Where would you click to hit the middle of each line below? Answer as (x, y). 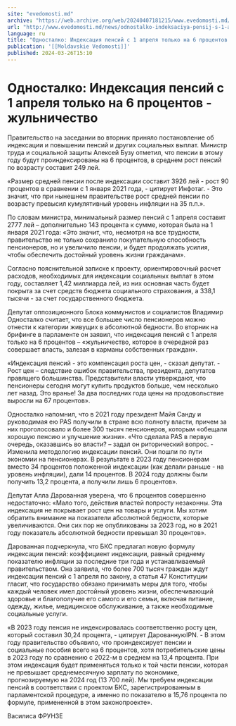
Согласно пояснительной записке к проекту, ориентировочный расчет (114, 268)
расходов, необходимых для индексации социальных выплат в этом (111, 276)
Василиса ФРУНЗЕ (35, 715)
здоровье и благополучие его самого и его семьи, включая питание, (111, 598)
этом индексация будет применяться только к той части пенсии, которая (118, 665)
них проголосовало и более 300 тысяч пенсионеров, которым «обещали (117, 429)
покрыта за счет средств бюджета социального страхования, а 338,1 (111, 290)
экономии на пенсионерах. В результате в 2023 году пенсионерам (108, 459)
